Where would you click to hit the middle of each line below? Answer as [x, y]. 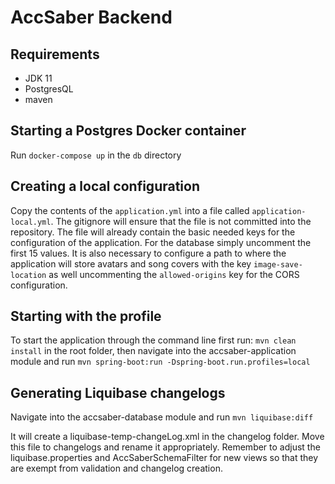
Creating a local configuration [105, 186]
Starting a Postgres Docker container [128, 131]
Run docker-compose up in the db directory [96, 155]
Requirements [55, 54]
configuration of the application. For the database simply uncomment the [161, 242]
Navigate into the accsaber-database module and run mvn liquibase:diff [162, 417]
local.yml [31, 222]
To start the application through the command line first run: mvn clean [153, 340]
